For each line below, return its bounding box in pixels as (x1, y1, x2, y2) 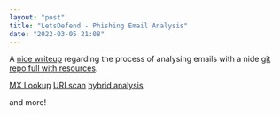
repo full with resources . (9, 63, 98, 73)
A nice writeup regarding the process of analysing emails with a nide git (9, 54, 271, 65)
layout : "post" (9, 12, 66, 22)
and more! (9, 97, 47, 108)
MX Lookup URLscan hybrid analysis (9, 80, 144, 91)
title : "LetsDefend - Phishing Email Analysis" (9, 21, 189, 30)
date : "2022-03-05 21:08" (9, 29, 105, 38)
